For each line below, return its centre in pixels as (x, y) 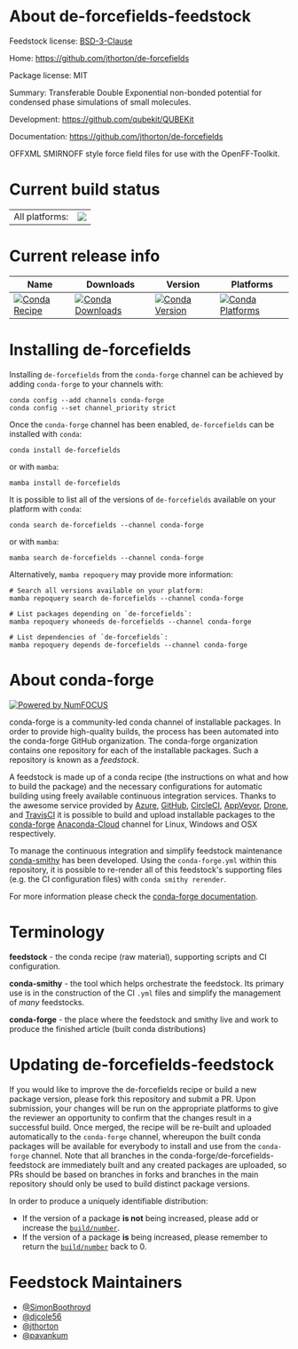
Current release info (85, 256)
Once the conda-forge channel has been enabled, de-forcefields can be (142, 425)
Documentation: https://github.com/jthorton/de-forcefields (116, 136)
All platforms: (41, 217)
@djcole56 (42, 1316)
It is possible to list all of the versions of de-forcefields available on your (143, 499)
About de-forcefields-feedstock (130, 16)
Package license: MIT (49, 75)
